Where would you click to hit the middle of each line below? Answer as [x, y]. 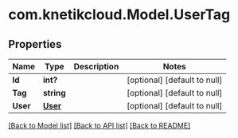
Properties [35, 44]
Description [96, 67]
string [54, 93]
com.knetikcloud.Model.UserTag [119, 15]
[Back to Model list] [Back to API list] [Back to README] [99, 126]
